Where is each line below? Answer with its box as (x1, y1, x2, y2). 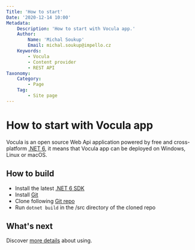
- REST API (28, 64, 55, 71)
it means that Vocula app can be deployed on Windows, (47, 145, 186, 152)
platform (6, 145, 27, 152)
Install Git (14, 191, 38, 198)
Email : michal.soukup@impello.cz (28, 43, 112, 49)
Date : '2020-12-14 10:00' (6, 14, 71, 20)
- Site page (28, 93, 58, 99)
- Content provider (28, 59, 77, 65)
